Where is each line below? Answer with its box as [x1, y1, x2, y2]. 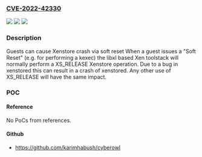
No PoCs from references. [6, 117, 71, 124]
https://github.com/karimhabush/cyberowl [15, 144, 121, 151]
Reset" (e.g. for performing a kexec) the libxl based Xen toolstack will [6, 54, 179, 61]
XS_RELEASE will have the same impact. [6, 73, 107, 80]
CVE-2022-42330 [6, 4, 62, 13]
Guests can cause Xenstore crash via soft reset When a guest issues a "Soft [6, 47, 197, 55]
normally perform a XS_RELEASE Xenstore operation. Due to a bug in [6, 60, 178, 68]
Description [6, 34, 42, 42]
